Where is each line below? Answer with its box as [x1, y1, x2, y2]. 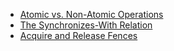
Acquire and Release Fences [19, 30, 138, 41]
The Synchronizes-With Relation [19, 19, 153, 31]
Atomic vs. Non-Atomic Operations [19, 9, 164, 20]
